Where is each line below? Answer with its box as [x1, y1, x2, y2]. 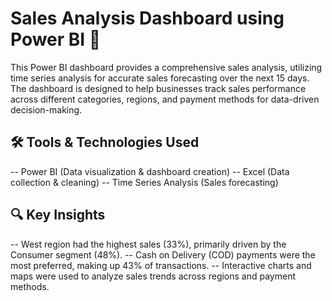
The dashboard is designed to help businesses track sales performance [10, 82, 307, 94]
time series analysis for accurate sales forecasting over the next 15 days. [10, 72, 310, 84]
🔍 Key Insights [10, 207, 106, 224]
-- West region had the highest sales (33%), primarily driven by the [10, 238, 287, 250]
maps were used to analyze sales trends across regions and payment [10, 270, 297, 282]
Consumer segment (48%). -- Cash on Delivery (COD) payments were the [10, 248, 316, 261]
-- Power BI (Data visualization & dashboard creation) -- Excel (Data [10, 165, 290, 177]
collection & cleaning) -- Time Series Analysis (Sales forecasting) [10, 176, 279, 188]
